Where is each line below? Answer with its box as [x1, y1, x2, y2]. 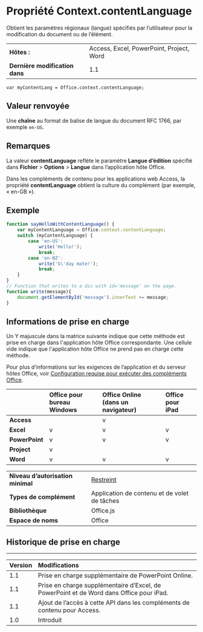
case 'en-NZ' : [28, 255, 63, 261]
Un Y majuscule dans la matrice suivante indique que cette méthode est [6, 333, 185, 340]
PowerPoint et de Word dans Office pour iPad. [38, 589, 169, 597]
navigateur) [102, 406, 137, 414]
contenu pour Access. [38, 606, 101, 614]
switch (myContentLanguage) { [17, 232, 94, 239]
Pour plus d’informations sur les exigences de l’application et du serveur [6, 363, 186, 371]
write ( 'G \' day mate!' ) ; [38, 261, 98, 267]
